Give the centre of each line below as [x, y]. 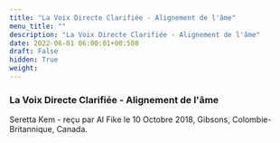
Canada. [72, 129]
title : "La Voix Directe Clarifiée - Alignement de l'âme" [123, 18]
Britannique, [32, 129]
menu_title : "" [38, 26]
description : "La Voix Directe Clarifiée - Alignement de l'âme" [135, 34]
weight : [24, 69]
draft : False [34, 52]
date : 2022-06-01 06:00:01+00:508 [75, 43]
